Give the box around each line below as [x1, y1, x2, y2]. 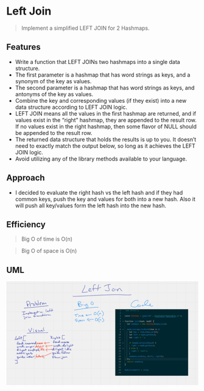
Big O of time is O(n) [21, 235, 73, 243]
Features [6, 42, 41, 52]
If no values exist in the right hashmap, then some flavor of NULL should [15, 123, 197, 130]
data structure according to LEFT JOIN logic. [15, 103, 128, 111]
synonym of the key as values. [15, 77, 92, 85]
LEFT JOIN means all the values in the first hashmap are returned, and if [15, 109, 197, 117]
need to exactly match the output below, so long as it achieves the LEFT [15, 142, 196, 150]
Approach [6, 173, 45, 183]
